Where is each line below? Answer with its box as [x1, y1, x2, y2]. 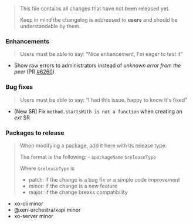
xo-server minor [13, 212, 53, 219]
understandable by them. [19, 23, 81, 29]
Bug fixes [5, 83, 33, 91]
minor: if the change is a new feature [28, 182, 118, 189]
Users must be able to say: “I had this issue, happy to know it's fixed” [19, 96, 188, 103]
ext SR [13, 114, 30, 121]
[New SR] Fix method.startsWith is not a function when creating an [13, 108, 182, 115]
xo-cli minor [13, 200, 43, 207]
